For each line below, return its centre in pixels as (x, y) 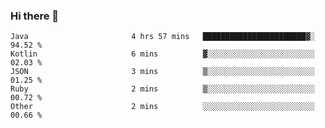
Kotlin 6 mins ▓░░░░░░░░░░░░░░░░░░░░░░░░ (162, 54)
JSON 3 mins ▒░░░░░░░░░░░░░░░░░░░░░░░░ (162, 72)
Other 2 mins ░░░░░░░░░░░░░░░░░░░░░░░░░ (162, 107)
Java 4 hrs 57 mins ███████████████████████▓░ (162, 37)
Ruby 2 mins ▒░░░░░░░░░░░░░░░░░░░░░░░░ (162, 89)
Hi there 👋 (35, 16)
